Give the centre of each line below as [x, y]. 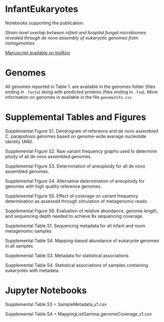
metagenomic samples [28, 231]
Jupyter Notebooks [46, 290]
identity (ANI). [19, 141]
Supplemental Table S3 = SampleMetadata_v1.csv [56, 304]
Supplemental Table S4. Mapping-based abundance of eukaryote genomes [82, 241]
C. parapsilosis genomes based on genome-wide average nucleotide [76, 136]
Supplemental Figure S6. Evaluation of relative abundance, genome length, [82, 211]
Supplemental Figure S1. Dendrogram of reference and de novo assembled [82, 131]
